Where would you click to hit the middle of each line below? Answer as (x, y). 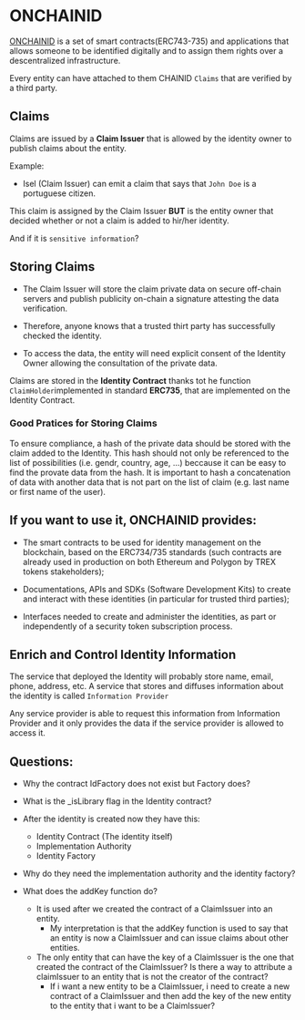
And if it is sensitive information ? (74, 238)
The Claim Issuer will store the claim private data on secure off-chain (152, 289)
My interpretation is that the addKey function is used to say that (169, 928)
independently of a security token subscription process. (127, 626)
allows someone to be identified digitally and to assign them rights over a (147, 50)
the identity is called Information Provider (89, 696)
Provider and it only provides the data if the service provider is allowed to (147, 723)
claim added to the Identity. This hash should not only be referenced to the (149, 453)
